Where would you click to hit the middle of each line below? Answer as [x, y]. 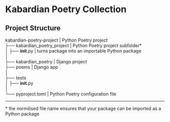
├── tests [16, 78]
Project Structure [33, 28]
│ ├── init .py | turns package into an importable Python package [73, 51]
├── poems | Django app [32, 67]
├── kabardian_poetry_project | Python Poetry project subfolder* [73, 46]
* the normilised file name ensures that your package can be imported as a [83, 108]
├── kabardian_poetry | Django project [46, 62]
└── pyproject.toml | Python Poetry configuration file [61, 94]
